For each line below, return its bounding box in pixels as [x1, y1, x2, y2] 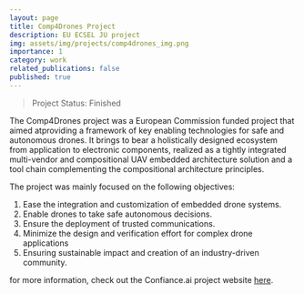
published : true [9, 73, 71, 82]
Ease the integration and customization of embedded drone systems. [22, 198, 282, 209]
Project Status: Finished [31, 97, 121, 108]
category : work [9, 56, 67, 65]
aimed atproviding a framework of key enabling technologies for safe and [9, 125, 285, 136]
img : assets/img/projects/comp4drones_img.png [9, 38, 189, 48]
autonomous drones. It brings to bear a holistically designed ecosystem [9, 134, 278, 146]
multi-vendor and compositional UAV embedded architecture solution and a [9, 154, 293, 165]
